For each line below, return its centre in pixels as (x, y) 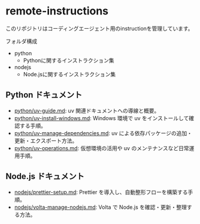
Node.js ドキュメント (45, 176)
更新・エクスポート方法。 (46, 141)
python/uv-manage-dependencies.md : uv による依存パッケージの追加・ (103, 133)
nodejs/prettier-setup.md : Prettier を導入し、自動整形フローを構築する (101, 192)
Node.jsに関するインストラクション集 (69, 74)
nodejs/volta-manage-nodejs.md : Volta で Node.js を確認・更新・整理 (100, 207)
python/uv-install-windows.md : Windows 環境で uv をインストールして (101, 118)
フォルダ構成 (21, 41)
